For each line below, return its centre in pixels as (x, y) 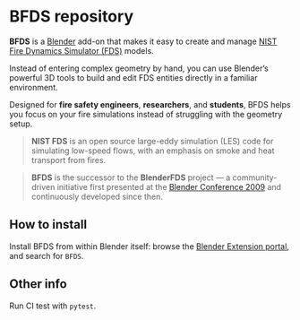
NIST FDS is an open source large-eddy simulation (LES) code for (152, 141)
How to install (48, 225)
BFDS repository (72, 17)
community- (255, 177)
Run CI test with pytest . (53, 306)
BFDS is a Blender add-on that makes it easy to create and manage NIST (143, 41)
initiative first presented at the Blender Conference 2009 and (169, 186)
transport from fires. (69, 160)
